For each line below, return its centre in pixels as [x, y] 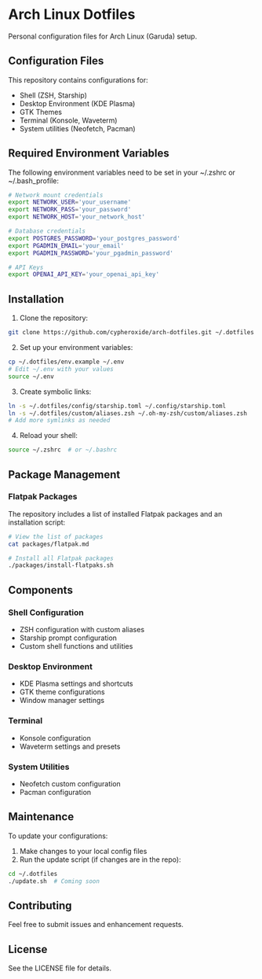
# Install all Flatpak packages [61, 558]
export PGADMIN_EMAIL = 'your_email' [66, 245]
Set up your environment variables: [76, 347]
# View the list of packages [56, 536]
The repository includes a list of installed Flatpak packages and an [115, 513]
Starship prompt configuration [68, 638]
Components [40, 590]
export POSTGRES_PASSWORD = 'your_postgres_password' [94, 238]
